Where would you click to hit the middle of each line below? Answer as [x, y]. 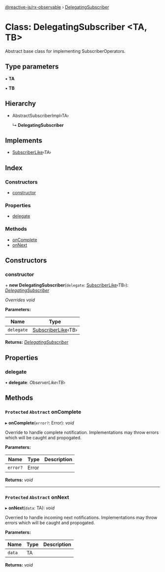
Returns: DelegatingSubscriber [37, 342]
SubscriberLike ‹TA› [32, 152]
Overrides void [20, 300]
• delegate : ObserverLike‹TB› [35, 383]
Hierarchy [21, 104]
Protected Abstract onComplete [43, 412]
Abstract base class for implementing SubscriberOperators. [65, 51]
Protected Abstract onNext [37, 497]
